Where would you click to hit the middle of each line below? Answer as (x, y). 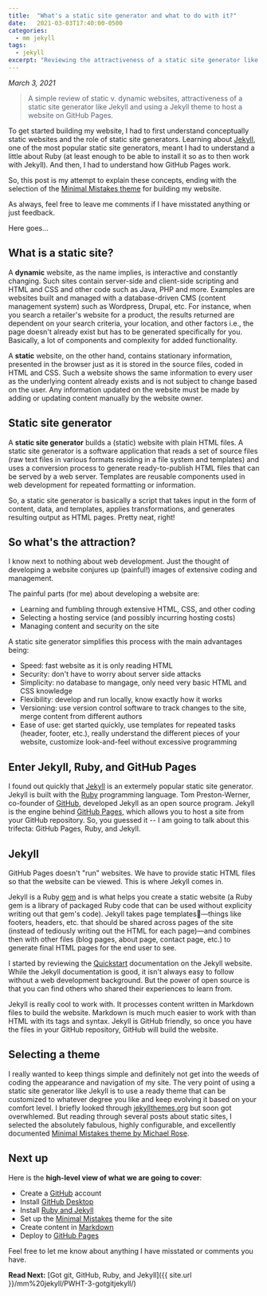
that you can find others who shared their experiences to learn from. (120, 988)
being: (19, 650)
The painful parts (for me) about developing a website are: (104, 594)
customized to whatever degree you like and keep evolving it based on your (133, 1099)
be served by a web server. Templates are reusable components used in (127, 476)
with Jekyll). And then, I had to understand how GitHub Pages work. (120, 164)
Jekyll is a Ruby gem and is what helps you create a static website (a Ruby (130, 897)
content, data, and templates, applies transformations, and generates (122, 508)
